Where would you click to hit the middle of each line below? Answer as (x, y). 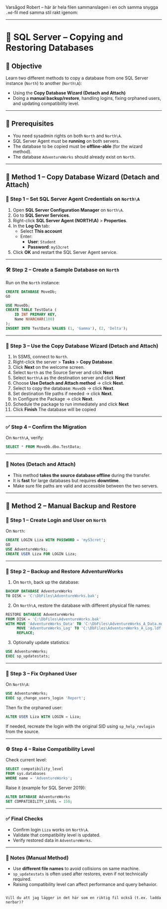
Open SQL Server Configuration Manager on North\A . (68, 210)
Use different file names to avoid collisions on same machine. (76, 869)
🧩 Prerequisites (30, 124)
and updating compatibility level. (46, 103)
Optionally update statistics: (41, 643)
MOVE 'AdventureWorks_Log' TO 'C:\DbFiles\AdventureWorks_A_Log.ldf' (90, 628)
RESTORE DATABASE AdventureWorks (40, 614)
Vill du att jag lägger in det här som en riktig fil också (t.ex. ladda (83, 898)
